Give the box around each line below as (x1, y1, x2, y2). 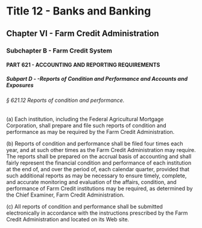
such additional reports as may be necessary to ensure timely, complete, (6, 172, 187, 179)
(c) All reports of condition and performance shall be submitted (6, 203, 163, 210)
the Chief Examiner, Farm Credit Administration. (6, 191, 125, 198)
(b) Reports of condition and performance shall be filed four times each (6, 140, 183, 147)
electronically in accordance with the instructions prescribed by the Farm (6, 209, 188, 217)
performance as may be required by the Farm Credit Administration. (6, 128, 175, 135)
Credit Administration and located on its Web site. (6, 215, 130, 223)
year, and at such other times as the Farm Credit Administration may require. (6, 146, 196, 153)
